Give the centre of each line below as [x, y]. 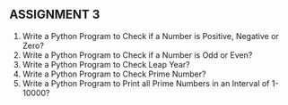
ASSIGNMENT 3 [55, 15]
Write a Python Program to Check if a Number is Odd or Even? [137, 55]
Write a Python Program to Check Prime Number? [114, 74]
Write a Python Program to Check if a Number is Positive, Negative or [151, 36]
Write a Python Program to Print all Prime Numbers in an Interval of [146, 83]
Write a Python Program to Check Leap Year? [106, 64]
